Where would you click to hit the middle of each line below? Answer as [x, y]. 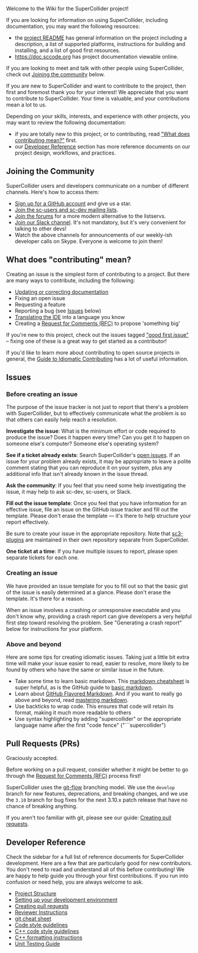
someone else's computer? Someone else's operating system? [82, 444]
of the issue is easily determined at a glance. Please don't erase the [89, 592]
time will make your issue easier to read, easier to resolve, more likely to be [98, 663]
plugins [15, 540]
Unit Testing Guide [37, 944]
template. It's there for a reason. [45, 598]
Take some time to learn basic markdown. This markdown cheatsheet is [102, 681]
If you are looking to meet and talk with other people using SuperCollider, [95, 68]
